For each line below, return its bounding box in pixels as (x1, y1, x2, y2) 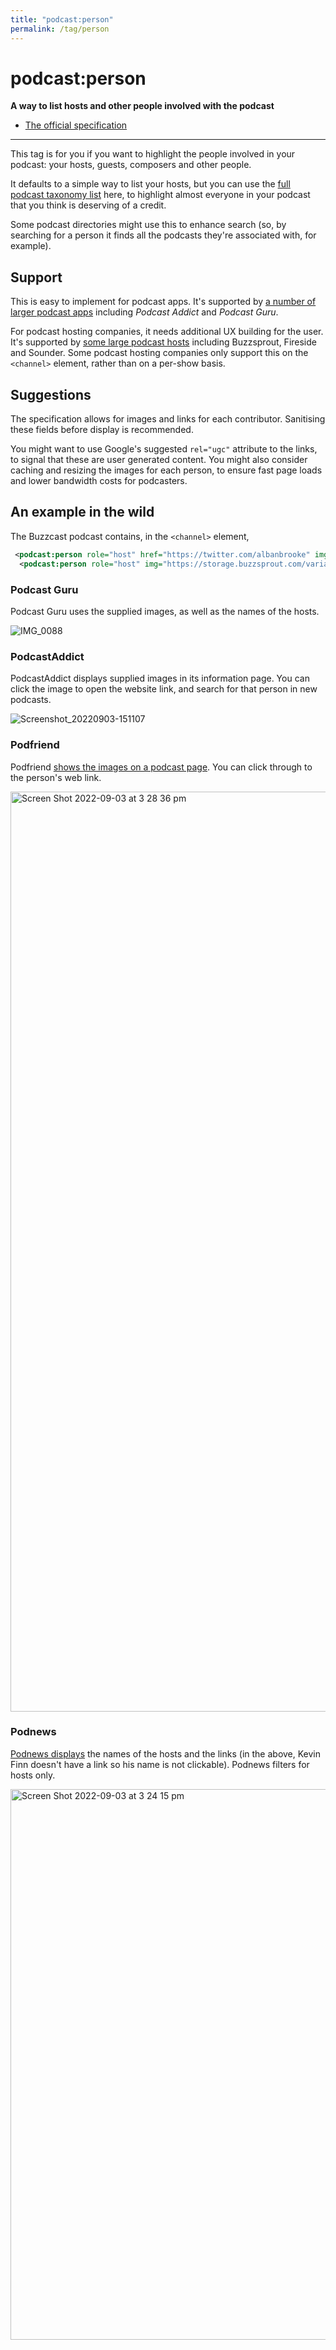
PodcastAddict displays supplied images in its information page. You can (10, 672, 310, 685)
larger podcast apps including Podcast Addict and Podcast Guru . (10, 306, 279, 318)
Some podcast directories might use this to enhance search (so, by (10, 219, 287, 231)
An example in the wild (10, 504, 155, 521)
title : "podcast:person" (10, 14, 114, 25)
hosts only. (10, 1769, 56, 1781)
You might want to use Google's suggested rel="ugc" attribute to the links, (10, 443, 318, 455)
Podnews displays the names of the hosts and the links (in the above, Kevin (10, 1747, 321, 1760)
